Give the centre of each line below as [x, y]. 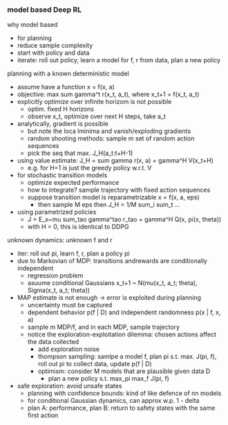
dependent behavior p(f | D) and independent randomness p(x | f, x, [124, 312]
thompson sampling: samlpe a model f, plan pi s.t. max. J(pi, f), [127, 356]
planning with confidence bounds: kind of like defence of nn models [124, 393]
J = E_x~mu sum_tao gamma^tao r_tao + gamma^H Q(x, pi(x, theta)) [124, 219]
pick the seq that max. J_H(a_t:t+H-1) [80, 153]
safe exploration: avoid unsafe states [69, 386]
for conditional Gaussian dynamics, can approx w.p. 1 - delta [113, 401]
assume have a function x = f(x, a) [66, 87]
